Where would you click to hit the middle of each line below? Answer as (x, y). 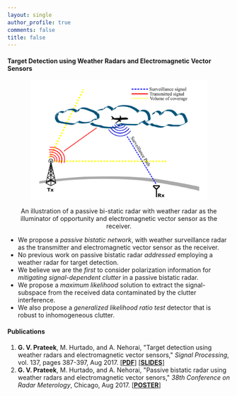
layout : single (30, 15)
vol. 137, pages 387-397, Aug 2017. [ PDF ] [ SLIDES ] (91, 362)
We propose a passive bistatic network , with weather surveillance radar (122, 240)
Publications (26, 332)
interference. (36, 300)
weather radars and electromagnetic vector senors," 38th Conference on (123, 377)
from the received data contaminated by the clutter (122, 293)
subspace (32, 293)
